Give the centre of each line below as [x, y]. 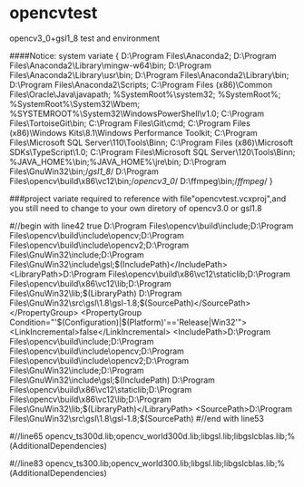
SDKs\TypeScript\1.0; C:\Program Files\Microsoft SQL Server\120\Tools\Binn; [152, 151]
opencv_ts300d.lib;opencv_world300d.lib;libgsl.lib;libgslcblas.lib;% [170, 436]
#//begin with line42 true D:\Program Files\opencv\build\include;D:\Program [152, 226]
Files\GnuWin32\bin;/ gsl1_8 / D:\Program [84, 171]
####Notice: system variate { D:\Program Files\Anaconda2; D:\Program [143, 55]
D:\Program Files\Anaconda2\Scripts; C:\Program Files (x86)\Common [141, 84]
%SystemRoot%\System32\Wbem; [75, 103]
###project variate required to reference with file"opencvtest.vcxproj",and [148, 199]
